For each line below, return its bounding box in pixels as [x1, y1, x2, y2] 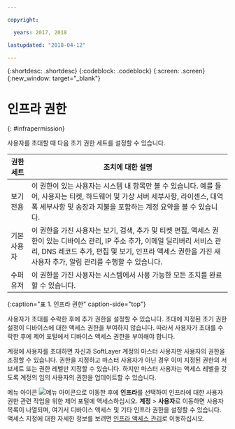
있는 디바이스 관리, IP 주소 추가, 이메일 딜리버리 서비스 [45, 236, 213, 246]
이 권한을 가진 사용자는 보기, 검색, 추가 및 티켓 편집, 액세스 [31, 226, 211, 235]
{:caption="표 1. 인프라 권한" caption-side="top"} [7, 300, 146, 308]
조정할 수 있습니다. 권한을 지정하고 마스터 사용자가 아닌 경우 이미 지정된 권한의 [7, 356, 220, 364]
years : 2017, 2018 [13, 29, 68, 36]
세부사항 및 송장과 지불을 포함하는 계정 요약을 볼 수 [39, 202, 197, 212]
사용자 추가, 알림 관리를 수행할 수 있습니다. [31, 257, 163, 267]
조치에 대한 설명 [103, 162, 152, 172]
